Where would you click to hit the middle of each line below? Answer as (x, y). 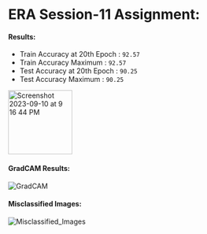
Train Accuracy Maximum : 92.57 (73, 63)
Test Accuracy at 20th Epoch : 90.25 (78, 71)
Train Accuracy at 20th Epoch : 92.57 (79, 54)
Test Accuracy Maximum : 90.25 (72, 80)
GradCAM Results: (39, 168)
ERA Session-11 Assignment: (104, 15)
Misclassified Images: (45, 204)
